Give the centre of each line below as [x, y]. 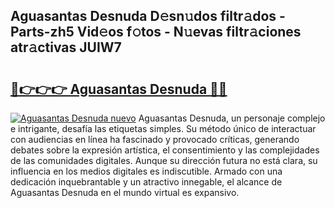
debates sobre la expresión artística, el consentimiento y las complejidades [165, 150]
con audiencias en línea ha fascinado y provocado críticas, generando [155, 139]
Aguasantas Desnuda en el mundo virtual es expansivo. [125, 192]
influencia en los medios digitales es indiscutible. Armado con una [146, 171]
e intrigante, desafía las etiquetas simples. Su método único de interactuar [163, 128]
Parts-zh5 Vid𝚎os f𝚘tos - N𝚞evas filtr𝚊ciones [156, 32]
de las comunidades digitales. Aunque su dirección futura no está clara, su [164, 160]
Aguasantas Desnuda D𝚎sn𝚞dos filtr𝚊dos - [148, 16]
